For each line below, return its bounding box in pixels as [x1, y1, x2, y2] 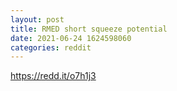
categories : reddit [10, 42, 92, 53]
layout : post [10, 14, 65, 25]
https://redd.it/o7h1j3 [10, 70, 97, 82]
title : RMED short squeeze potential [10, 24, 168, 34]
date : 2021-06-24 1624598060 [10, 33, 132, 43]
